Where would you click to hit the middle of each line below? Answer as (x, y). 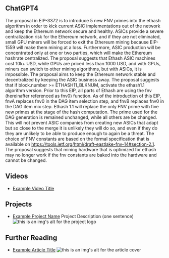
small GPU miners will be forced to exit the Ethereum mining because (77, 42)
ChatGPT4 (22, 8)
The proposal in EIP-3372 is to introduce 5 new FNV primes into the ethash (83, 20)
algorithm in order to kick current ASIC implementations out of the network (83, 26)
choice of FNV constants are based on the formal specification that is (77, 139)
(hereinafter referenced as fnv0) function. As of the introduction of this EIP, (83, 96)
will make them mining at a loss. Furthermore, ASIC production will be (88, 47)
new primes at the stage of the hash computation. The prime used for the (81, 112)
